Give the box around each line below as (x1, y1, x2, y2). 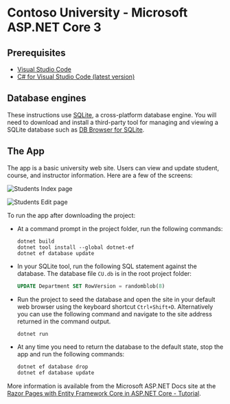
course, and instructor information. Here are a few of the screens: (7, 171, 193, 179)
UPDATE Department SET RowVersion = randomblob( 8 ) (16, 283, 165, 290)
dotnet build (16, 238, 55, 245)
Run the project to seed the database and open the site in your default (16, 295, 216, 303)
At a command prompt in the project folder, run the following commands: (16, 224, 223, 232)
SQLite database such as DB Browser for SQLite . (7, 125, 145, 134)
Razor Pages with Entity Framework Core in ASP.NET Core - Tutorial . (7, 390, 201, 398)
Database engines (7, 92, 87, 104)
